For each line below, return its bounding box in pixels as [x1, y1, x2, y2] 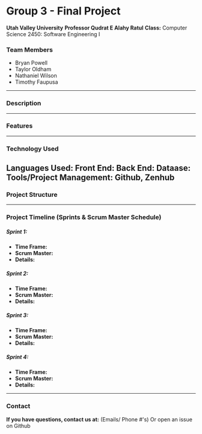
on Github [6, 422, 31, 429]
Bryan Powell [14, 59, 48, 67]
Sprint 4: [6, 353, 29, 361]
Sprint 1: [6, 228, 28, 235]
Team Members [6, 45, 53, 54]
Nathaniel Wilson [14, 72, 57, 79]
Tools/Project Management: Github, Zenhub [6, 173, 175, 183]
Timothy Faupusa [14, 78, 58, 85]
